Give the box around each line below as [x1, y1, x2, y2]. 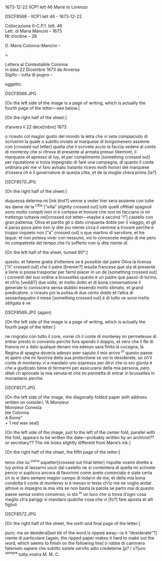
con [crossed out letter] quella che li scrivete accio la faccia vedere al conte [5, 144, 156, 150]
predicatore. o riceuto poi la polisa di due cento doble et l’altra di [5, 289, 133, 295]
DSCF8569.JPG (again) [5, 309, 52, 315]
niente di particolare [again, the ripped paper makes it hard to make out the [5, 535, 155, 541]
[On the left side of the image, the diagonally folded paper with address [5, 394, 147, 400]
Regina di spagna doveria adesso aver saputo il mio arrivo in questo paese [5, 349, 153, 356]
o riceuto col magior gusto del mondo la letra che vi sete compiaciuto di [5, 134, 148, 139]
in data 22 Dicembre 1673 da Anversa [5, 67, 80, 72]
